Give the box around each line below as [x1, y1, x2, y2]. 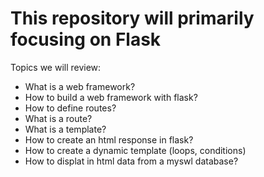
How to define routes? [24, 102, 117, 114]
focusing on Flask [10, 28, 162, 51]
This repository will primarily [10, 7, 255, 30]
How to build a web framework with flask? [24, 91, 198, 103]
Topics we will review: [10, 61, 102, 73]
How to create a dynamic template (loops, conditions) [24, 144, 247, 156]
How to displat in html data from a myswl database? [24, 155, 239, 167]
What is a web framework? [24, 80, 136, 92]
